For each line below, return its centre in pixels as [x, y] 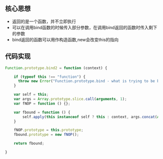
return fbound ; [29, 143]
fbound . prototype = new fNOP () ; [46, 135]
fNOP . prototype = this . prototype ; [49, 130]
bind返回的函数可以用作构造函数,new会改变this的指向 [65, 39]
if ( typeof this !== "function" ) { [50, 77]
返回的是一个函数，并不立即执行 [44, 21]
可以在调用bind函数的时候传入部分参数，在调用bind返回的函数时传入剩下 [85, 27]
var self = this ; [31, 95]
